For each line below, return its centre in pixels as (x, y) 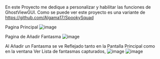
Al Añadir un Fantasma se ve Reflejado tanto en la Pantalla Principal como (80, 46)
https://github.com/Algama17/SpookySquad (49, 17)
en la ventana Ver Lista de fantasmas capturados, (56, 51)
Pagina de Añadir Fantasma (33, 37)
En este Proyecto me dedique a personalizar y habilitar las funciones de (78, 7)
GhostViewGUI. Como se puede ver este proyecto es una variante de (75, 12)
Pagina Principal (22, 27)
